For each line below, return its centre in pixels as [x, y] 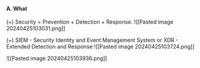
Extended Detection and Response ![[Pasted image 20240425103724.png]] [101, 47]
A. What [17, 8]
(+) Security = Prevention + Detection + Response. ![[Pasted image [90, 22]
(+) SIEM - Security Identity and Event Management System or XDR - [92, 40]
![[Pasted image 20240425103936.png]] [57, 58]
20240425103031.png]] [36, 29]
